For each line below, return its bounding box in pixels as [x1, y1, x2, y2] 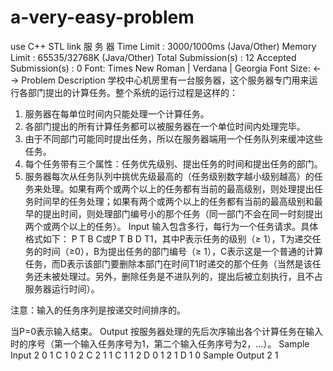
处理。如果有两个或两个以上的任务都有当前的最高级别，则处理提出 [42, 182, 315, 195]
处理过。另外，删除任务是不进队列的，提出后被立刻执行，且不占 [59, 270, 323, 282]
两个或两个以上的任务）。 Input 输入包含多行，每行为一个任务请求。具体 [24, 220, 319, 232]
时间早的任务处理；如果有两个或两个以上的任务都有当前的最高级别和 [33, 195, 315, 207]
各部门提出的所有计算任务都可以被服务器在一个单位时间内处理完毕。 [24, 120, 306, 132]
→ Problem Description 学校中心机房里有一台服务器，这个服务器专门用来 [10, 74, 310, 86]
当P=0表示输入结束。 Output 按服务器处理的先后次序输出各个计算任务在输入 [10, 325, 323, 337]
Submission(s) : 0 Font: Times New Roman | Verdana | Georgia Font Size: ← [10, 62, 322, 74]
